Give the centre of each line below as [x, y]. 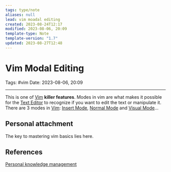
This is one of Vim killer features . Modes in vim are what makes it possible [83, 97]
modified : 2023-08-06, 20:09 [36, 29]
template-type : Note [27, 34]
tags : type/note [22, 10]
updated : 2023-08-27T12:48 [34, 43]
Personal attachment [39, 124]
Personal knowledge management [41, 164]
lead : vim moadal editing [33, 19]
